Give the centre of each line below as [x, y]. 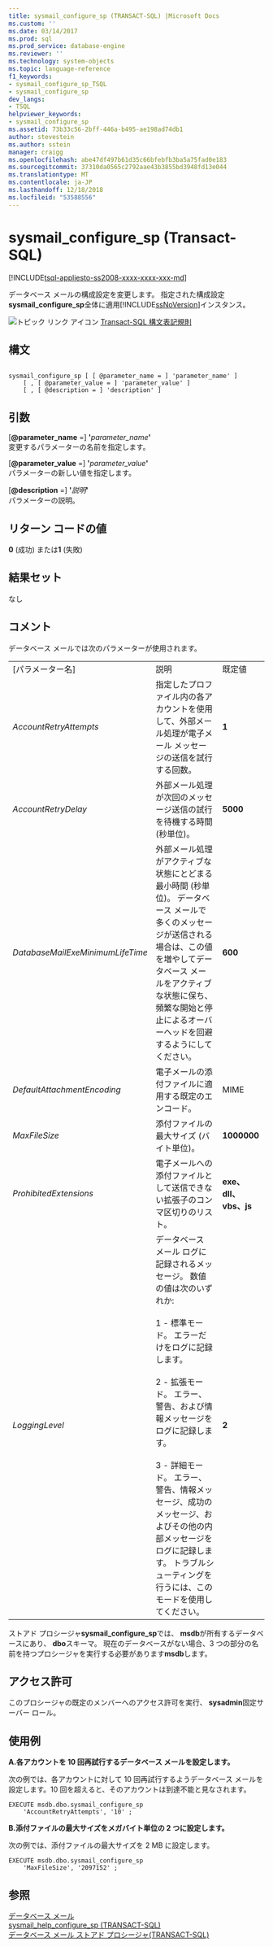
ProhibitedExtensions [53, 1193]
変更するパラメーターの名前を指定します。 [79, 447]
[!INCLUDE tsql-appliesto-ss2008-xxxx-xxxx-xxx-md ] [97, 277]
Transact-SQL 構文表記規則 [146, 321]
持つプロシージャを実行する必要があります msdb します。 [117, 1653]
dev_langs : [27, 99]
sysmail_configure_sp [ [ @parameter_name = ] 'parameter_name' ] [123, 376]
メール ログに [181, 1252]
